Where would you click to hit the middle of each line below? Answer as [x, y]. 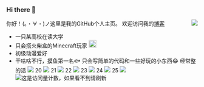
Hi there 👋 [21, 10]
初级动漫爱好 [31, 54]
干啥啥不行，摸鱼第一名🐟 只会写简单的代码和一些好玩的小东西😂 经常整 [105, 61]
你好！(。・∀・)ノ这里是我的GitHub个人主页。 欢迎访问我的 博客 [86, 24]
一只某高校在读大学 [39, 37]
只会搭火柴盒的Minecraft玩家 [51, 46]
